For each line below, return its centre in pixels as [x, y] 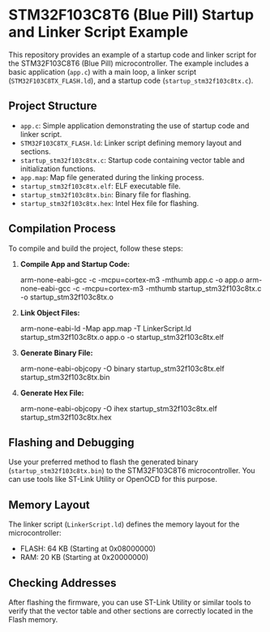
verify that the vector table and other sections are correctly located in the [131, 611]
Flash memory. [33, 619]
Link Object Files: [50, 312]
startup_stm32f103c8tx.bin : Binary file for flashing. [105, 194]
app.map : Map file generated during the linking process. [112, 177]
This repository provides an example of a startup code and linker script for [133, 54]
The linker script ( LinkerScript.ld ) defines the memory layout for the [124, 524]
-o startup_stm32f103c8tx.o [66, 297]
